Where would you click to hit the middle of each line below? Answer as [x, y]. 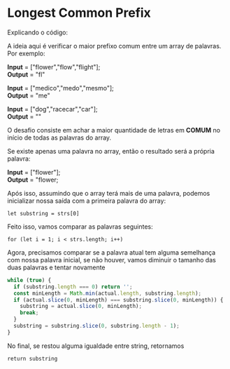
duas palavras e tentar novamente [57, 267]
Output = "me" [29, 95]
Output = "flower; [33, 180]
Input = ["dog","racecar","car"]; [52, 109]
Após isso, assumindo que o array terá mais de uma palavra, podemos [109, 193]
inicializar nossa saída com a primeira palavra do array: [87, 201]
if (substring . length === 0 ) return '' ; [73, 287]
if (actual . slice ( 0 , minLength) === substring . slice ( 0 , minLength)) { [118, 300]
